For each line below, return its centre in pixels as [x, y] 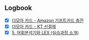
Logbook [18, 8]
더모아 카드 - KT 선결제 [34, 26]
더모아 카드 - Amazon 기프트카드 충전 [48, 20]
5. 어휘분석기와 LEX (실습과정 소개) [45, 32]
